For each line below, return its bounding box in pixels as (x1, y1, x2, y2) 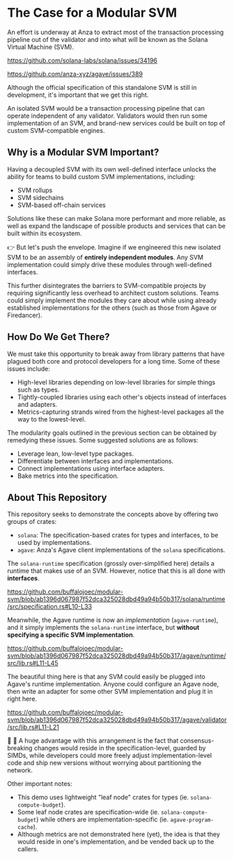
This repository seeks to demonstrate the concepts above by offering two (7, 510, 219, 518)
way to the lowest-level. (17, 415, 86, 423)
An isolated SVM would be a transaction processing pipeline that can (7, 104, 205, 112)
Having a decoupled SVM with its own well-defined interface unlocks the (7, 165, 217, 173)
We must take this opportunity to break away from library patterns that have (7, 350, 225, 358)
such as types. (17, 385, 60, 394)
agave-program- (170, 817, 214, 823)
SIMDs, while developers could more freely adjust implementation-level (7, 751, 212, 760)
